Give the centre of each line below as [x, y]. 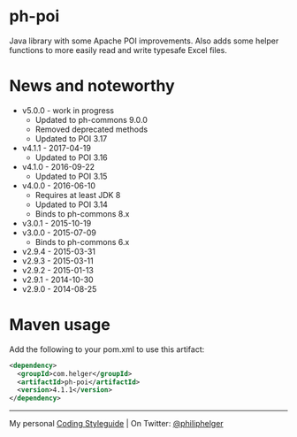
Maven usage [60, 325]
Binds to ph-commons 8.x [82, 213]
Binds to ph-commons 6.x [82, 241]
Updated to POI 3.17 [71, 138]
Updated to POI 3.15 [71, 176]
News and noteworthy [92, 86]
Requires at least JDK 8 [78, 195]
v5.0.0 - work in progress [68, 110]
